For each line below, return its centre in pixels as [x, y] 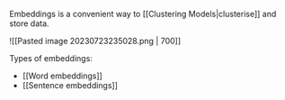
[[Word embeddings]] [62, 76]
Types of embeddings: [51, 58]
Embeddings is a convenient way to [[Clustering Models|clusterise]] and [143, 14]
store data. [29, 23]
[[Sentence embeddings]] [70, 85]
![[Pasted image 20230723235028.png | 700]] [95, 41]
